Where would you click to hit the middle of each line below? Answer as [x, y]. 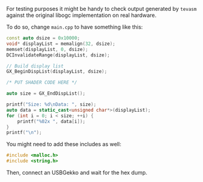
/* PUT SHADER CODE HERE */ [42, 83]
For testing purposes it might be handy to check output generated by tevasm [101, 9]
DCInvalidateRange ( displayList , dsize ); [58, 55]
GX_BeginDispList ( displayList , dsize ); [57, 72]
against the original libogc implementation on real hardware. [81, 15]
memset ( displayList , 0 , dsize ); [47, 49]
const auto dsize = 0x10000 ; [43, 38]
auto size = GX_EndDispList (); [46, 93]
